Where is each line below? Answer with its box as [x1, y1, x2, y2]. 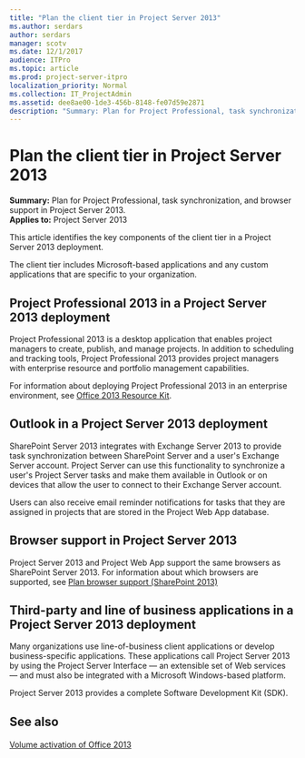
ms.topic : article [9, 65, 79, 74]
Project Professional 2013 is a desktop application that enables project [9, 334, 272, 344]
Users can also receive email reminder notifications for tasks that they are [9, 497, 286, 508]
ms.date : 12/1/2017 [9, 47, 84, 56]
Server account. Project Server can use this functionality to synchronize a [9, 460, 286, 470]
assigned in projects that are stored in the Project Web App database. [9, 506, 270, 517]
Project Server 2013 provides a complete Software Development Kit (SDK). [9, 688, 289, 699]
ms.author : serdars [9, 22, 84, 31]
